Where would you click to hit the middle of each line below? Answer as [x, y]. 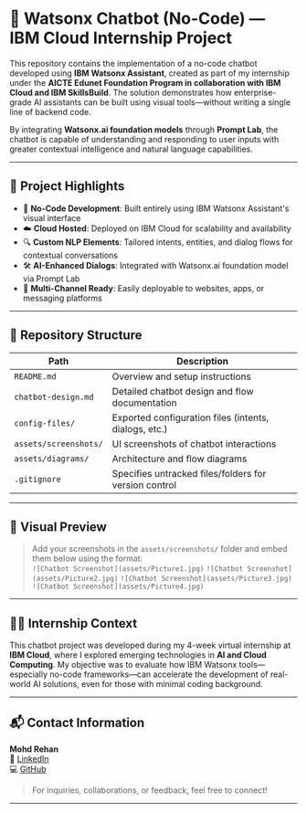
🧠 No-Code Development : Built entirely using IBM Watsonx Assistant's [156, 208]
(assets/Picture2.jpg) [75, 579]
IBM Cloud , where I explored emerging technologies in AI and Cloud [138, 655]
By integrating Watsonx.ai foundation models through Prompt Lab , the [144, 129]
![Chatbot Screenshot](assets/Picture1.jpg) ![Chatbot [138, 569]
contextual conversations [70, 255]
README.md [35, 376]
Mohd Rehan [34, 749]
